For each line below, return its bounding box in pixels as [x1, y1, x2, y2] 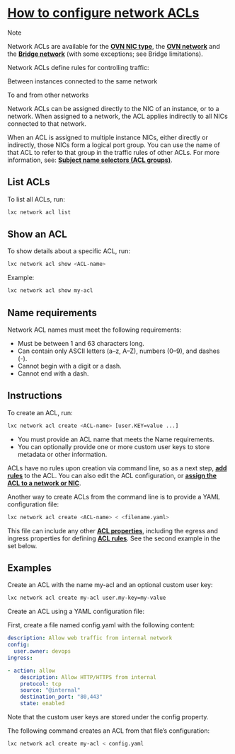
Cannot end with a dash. [17, 369, 89, 378]
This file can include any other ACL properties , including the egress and [7, 526, 218, 535]
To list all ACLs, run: [7, 195, 66, 203]
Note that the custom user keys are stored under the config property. [7, 713, 209, 721]
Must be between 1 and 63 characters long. [17, 340, 145, 347]
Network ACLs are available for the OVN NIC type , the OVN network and [7, 42, 221, 50]
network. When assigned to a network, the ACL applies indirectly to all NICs [7, 112, 228, 120]
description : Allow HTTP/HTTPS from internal [20, 673, 157, 680]
